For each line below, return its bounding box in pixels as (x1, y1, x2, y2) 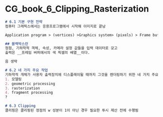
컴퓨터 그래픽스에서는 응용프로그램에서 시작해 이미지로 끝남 (5, 24, 106, 29)
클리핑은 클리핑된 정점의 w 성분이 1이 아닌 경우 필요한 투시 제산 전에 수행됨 (5, 108, 139, 113)
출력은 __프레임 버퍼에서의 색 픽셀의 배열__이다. (5, 50, 90, 55)
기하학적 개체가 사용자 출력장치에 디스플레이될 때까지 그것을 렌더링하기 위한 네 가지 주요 (5, 72, 159, 77)
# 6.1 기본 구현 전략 (5, 19, 43, 24)
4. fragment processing (5, 90, 53, 95)
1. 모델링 (5, 76, 22, 82)
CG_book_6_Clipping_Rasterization (5, 3, 149, 15)
